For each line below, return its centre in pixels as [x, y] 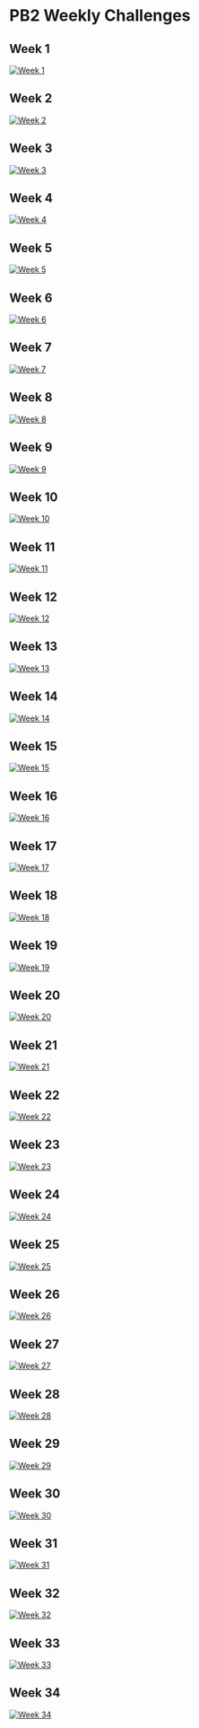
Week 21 [34, 1045]
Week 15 [34, 746]
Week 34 [35, 1693]
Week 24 [35, 1195]
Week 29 [35, 1444]
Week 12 [34, 596]
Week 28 [35, 1394]
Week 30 [35, 1494]
